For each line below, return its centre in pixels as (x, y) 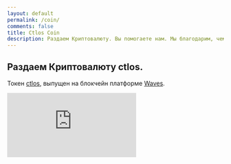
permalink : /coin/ (33, 20)
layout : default (30, 13)
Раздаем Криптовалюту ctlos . (75, 67)
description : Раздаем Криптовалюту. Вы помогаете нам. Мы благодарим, (110, 39)
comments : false (30, 26)
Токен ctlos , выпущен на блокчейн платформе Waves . (86, 83)
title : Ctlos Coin (33, 33)
